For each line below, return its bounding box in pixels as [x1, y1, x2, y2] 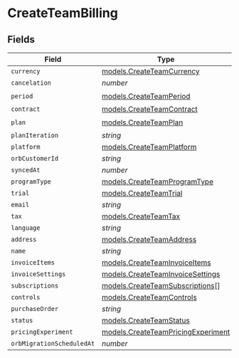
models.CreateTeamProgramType [102, 177, 213, 186]
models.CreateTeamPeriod [102, 91, 191, 101]
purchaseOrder [11, 305, 59, 312]
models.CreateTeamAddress [102, 235, 197, 244]
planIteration [11, 132, 59, 139]
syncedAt [11, 166, 41, 174]
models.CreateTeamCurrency [102, 66, 201, 76]
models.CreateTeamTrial [102, 189, 183, 198]
